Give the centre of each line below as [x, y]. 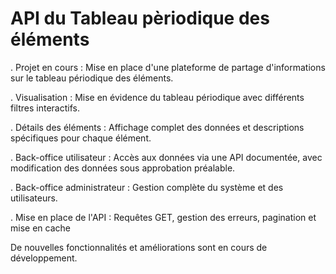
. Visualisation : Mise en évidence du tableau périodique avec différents [157, 97]
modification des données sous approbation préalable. [123, 168]
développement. [44, 258]
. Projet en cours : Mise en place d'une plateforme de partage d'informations [168, 67]
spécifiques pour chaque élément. [81, 138]
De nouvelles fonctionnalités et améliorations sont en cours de [139, 247]
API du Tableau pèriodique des [140, 18]
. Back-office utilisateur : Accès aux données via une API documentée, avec [166, 157]
